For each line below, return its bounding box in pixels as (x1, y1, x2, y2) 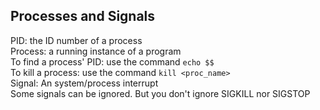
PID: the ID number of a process (10, 34, 143, 46)
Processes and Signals (10, 8, 156, 25)
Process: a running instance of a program (10, 45, 182, 57)
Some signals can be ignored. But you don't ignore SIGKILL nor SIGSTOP (10, 87, 311, 99)
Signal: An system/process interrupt (10, 77, 159, 89)
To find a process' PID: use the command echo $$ (10, 55, 215, 68)
